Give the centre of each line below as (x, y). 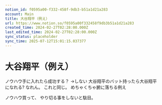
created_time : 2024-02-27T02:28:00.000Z (47, 28)
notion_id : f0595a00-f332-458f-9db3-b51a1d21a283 (57, 9)
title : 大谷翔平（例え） (27, 18)
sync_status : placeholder (31, 37)
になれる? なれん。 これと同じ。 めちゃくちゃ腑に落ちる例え (66, 87)
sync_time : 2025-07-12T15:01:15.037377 (46, 41)
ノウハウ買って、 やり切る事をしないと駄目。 (51, 97)
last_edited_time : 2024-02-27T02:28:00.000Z (51, 32)
